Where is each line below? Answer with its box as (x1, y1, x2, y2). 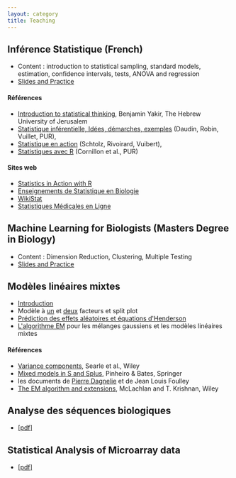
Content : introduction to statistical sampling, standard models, (17, 62, 201, 71)
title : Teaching (7, 17, 55, 24)
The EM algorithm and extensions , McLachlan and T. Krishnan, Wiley (17, 384, 219, 393)
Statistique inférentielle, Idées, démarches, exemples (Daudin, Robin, (17, 124, 219, 133)
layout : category (7, 10, 59, 18)
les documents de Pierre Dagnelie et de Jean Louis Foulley (17, 376, 190, 385)
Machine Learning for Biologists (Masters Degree (7, 222, 230, 234)
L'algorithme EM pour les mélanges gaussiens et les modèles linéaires (17, 322, 223, 330)
